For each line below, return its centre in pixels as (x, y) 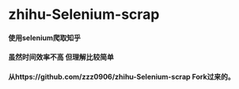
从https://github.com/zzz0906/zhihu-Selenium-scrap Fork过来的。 (121, 76)
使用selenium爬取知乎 (45, 38)
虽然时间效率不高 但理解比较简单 (61, 57)
